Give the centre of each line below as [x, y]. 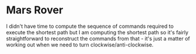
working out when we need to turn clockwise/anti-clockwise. [80, 45]
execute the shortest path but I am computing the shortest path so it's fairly [97, 32]
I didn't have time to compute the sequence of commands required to [90, 26]
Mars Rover [35, 10]
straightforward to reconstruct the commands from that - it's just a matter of [98, 38]
